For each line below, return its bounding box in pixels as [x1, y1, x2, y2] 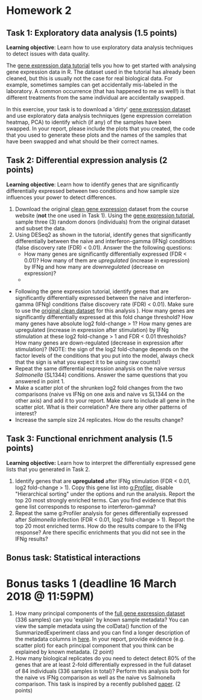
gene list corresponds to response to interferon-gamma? [14, 503, 156, 510]
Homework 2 [6, 4, 72, 18]
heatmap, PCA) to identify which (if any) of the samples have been [6, 118, 172, 126]
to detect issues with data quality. [6, 50, 90, 57]
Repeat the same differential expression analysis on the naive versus [14, 365, 186, 372]
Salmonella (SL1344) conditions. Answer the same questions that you [14, 371, 188, 378]
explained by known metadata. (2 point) [14, 648, 115, 655]
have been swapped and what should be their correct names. [6, 138, 159, 145]
